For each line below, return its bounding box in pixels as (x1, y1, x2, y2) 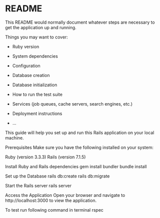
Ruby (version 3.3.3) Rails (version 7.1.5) (5, 154, 86, 160)
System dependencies (12, 53, 58, 59)
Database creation (12, 72, 50, 78)
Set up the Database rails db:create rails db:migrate (5, 173, 110, 179)
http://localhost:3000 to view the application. (5, 197, 97, 203)
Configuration (12, 63, 40, 69)
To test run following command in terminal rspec (5, 207, 104, 213)
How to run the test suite (12, 91, 63, 97)
